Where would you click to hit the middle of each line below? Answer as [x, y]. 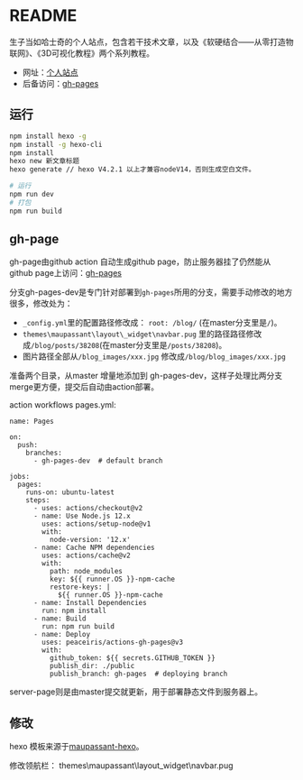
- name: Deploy [62, 635]
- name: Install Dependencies [90, 603]
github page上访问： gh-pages [65, 273]
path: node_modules [86, 572]
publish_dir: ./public [92, 666]
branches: [44, 453]
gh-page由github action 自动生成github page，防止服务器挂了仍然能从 [140, 262]
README [43, 16]
